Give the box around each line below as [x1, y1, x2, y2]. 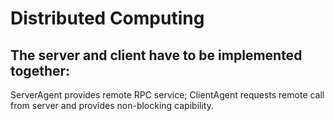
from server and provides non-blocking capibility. [10, 100, 214, 111]
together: [10, 62, 71, 79]
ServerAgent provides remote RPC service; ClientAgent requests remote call [10, 89, 325, 101]
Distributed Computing [10, 7, 205, 30]
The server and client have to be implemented [10, 47, 303, 64]
